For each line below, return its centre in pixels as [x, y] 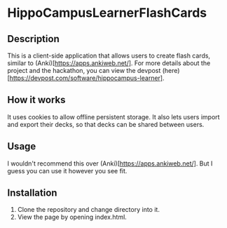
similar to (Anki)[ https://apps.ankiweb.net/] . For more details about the [109, 63]
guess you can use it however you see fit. [67, 170]
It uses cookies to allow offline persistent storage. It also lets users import [113, 116]
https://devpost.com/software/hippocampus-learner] [86, 78]
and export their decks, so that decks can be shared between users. [106, 124]
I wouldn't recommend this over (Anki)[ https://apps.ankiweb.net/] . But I [110, 163]
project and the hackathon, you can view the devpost [84, 71]
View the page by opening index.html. [72, 217]
